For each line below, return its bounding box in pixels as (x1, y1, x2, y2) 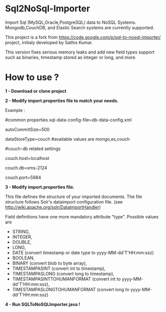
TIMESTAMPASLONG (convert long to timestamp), (12, 270, 115, 276)
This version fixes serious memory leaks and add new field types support (5, 49, 155, 55)
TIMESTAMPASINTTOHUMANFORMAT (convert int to (12, 276, 121, 282)
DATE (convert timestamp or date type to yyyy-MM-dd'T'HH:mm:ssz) (12, 250, 154, 256)
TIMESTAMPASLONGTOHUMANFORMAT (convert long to (12, 286, 129, 292)
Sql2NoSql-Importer (5, 3, 90, 14)
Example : (5, 107, 26, 113)
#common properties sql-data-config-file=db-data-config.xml (5, 117, 132, 123)
